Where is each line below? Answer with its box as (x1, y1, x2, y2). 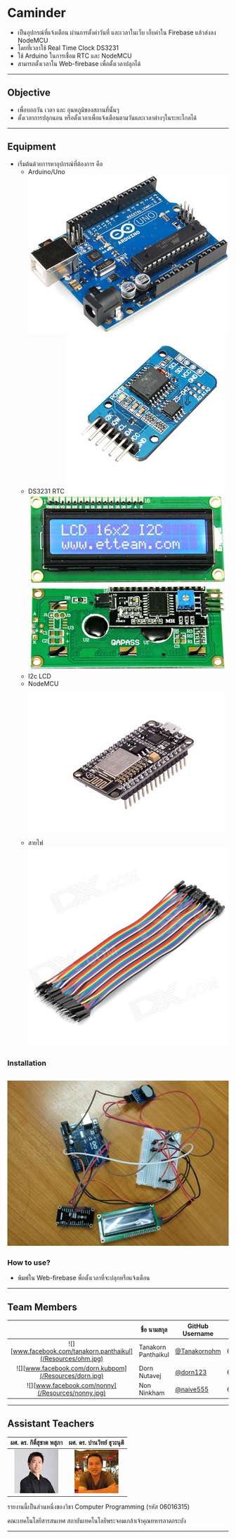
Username (182, 1329, 214, 1337)
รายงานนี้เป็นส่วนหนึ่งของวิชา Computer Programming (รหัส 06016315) (7, 1502, 190, 1511)
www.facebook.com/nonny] (35, 1382, 117, 1390)
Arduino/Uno (27, 167, 65, 176)
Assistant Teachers (7, 1418, 95, 1430)
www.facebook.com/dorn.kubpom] (25, 1364, 128, 1372)
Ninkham (138, 1389, 165, 1397)
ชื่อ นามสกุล (140, 1325, 168, 1334)
